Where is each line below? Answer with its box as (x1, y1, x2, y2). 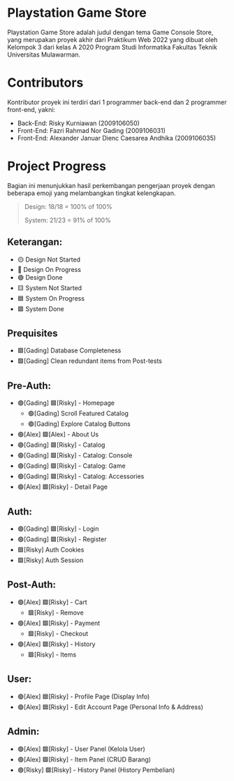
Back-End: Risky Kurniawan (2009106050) (17, 119, 140, 127)
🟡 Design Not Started (17, 255, 81, 264)
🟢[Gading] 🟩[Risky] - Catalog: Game (17, 461, 126, 470)
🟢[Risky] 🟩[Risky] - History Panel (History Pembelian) (17, 766, 175, 774)
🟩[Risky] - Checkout (27, 629, 89, 638)
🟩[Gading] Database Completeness (17, 346, 122, 354)
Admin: (7, 726, 40, 738)
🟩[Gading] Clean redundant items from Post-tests (17, 357, 163, 365)
